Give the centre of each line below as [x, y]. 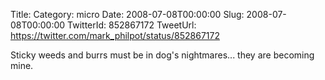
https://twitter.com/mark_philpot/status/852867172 [115, 35]
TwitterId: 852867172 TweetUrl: [132, 25]
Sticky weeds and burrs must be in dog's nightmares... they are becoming [162, 55]
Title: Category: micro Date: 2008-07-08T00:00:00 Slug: [127, 14]
